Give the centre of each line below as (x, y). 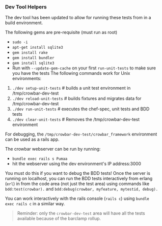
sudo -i (20, 42)
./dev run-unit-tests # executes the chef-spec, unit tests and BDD (81, 109)
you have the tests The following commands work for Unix (71, 73)
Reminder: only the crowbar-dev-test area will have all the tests (81, 213)
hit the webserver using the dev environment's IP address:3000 (77, 164)
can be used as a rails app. (32, 139)
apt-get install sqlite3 (38, 48)
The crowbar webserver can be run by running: (53, 149)
